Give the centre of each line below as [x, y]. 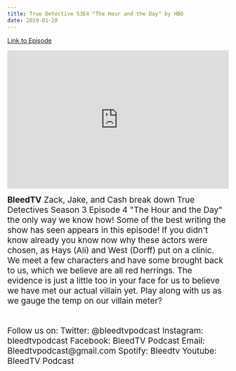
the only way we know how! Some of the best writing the [117, 220]
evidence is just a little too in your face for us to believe [113, 280]
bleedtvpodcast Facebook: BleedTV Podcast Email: [106, 341]
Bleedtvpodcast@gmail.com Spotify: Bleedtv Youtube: [112, 351]
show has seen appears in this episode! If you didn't [108, 230]
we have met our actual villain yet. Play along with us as [115, 291]
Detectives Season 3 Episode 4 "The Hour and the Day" [115, 210]
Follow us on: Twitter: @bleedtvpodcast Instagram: [105, 330]
